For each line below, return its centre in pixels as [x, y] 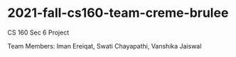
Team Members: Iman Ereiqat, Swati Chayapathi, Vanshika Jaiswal [104, 46]
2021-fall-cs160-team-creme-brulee [118, 13]
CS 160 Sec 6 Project [38, 32]
